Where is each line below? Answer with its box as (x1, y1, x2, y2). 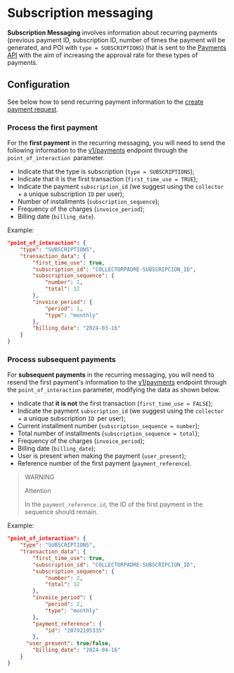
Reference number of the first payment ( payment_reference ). (17, 459, 192, 468)
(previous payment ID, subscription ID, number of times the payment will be (7, 35, 226, 44)
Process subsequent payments (7, 354, 116, 364)
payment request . (7, 104, 58, 114)
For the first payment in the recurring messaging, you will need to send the (7, 139, 226, 147)
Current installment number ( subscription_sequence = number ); (17, 422, 200, 430)
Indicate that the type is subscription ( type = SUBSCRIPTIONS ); (17, 167, 195, 176)
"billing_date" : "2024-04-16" (32, 647, 121, 654)
